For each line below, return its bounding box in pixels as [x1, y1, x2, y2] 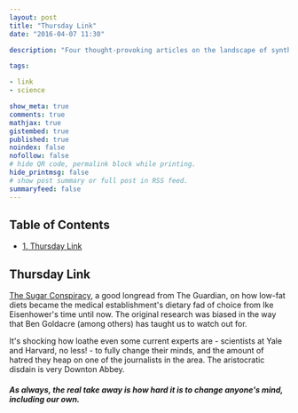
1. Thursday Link [21, 241, 82, 251]
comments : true [9, 110, 66, 119]
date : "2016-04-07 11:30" [9, 29, 105, 38]
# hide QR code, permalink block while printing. [9, 160, 197, 169]
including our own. [9, 393, 80, 404]
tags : [9, 61, 29, 71]
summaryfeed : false [9, 184, 82, 194]
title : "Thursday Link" [9, 21, 98, 30]
